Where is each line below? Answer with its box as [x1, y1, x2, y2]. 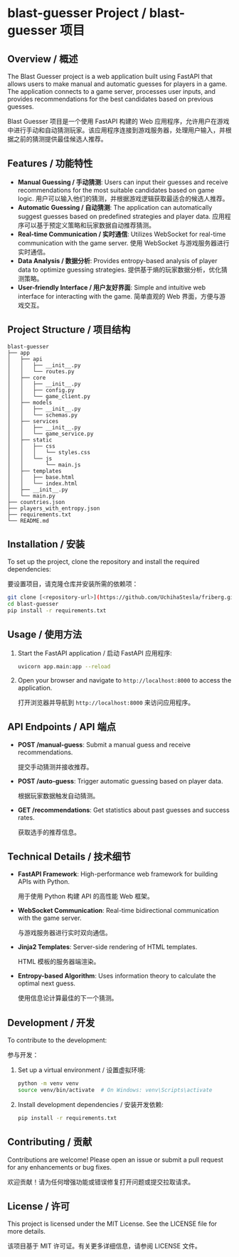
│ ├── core [7, 374, 46, 381]
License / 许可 [7, 1200, 70, 1213]
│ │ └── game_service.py [7, 430, 94, 437]
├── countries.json [7, 498, 65, 506]
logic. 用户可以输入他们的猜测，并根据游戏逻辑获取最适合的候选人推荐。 [17, 194, 229, 203]
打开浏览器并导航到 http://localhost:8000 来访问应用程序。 [17, 698, 195, 707]
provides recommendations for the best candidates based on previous [7, 95, 213, 103]
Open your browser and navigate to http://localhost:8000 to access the [17, 675, 232, 684]
